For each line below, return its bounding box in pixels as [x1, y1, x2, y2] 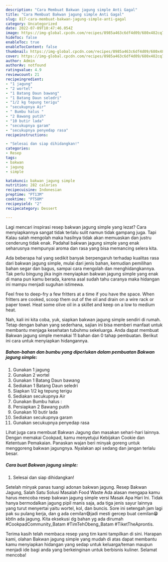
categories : [5, 146, 30, 151]
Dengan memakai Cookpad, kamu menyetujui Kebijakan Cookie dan [5, 434, 145, 441]
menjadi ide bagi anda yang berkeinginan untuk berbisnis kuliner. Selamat [5, 547, 158, 553]
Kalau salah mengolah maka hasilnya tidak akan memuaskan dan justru [5, 235, 152, 241]
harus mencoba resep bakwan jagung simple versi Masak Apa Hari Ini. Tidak [5, 495, 163, 501]
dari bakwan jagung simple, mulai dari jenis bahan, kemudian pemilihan [5, 260, 152, 266]
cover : [5, 53, 19, 59]
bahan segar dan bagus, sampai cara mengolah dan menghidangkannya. [5, 265, 156, 272]
